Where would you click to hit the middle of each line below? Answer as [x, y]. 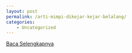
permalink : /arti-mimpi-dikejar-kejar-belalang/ [66, 17]
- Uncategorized [37, 27]
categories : [20, 22]
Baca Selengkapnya [30, 44]
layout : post [22, 11]
